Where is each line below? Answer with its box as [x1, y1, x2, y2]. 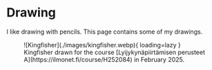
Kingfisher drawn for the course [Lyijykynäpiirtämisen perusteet [23, 48, 205, 56]
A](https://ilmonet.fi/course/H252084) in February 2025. [23, 55, 185, 63]
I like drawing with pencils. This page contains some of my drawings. [6, 27, 203, 36]
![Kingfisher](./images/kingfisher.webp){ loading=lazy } [23, 40, 181, 49]
